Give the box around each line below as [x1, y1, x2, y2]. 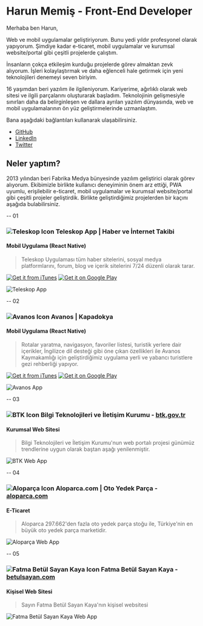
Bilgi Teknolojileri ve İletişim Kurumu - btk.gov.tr [40, 410, 186, 419]
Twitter [15, 141, 33, 148]
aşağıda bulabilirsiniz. [6, 200, 61, 207]
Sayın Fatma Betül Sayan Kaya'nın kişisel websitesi [21, 601, 148, 608]
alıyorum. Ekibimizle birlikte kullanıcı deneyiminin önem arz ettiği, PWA [6, 181, 182, 188]
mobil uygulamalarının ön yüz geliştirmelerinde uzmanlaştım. [6, 104, 158, 112]
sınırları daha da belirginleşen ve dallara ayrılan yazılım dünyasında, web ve [6, 98, 194, 105]
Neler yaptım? [6, 159, 61, 169]
